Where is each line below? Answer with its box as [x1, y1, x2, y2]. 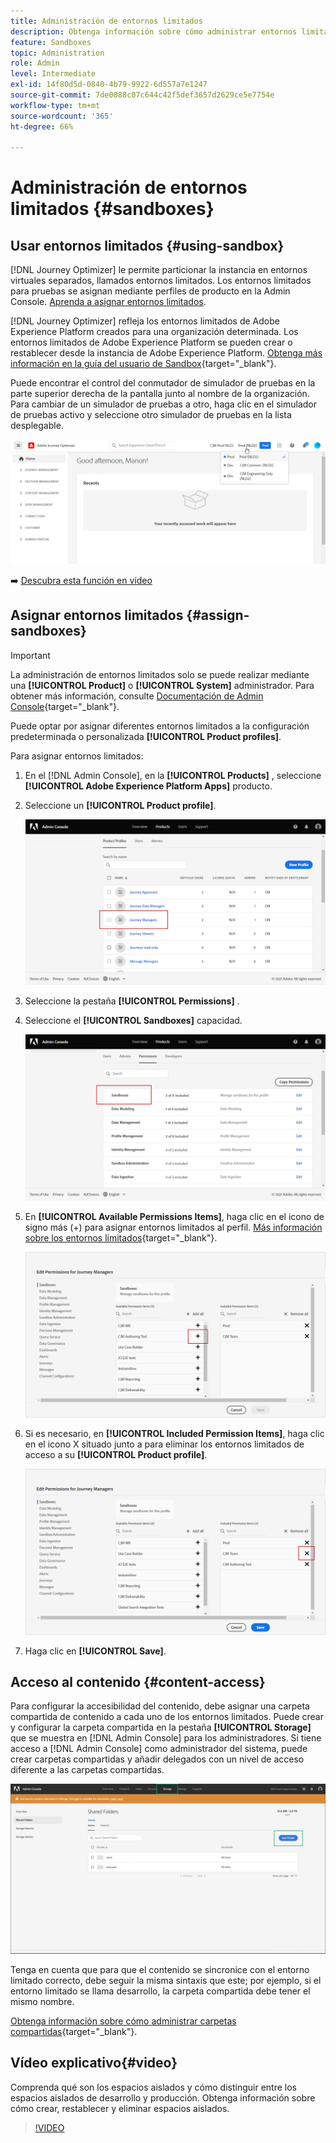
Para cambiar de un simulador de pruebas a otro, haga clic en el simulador [10, 398, 318, 410]
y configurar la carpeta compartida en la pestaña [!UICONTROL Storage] [10, 1721, 312, 1734]
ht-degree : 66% [10, 121, 74, 132]
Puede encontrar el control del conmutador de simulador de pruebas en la [10, 377, 316, 389]
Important [10, 649, 51, 661]
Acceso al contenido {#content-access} [10, 1673, 266, 1690]
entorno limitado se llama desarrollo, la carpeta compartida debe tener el [10, 1985, 311, 1997]
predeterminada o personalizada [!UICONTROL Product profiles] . [10, 730, 282, 742]
